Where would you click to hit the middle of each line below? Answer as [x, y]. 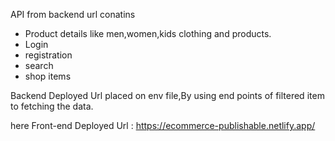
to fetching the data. [52, 106]
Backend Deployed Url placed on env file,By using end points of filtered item [167, 95]
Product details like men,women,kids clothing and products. [148, 33]
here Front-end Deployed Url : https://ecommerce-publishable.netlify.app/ [163, 125]
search [39, 65]
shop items [48, 76]
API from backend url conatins [73, 14]
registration [48, 55]
